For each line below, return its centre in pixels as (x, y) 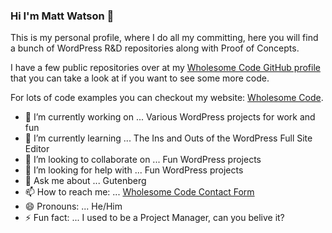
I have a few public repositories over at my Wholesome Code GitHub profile (165, 68)
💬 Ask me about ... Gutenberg (85, 181)
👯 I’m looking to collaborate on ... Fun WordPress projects (143, 160)
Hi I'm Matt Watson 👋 (62, 16)
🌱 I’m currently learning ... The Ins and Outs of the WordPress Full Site (168, 138)
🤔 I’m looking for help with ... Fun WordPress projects (134, 170)
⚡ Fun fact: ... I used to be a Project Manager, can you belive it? (154, 218)
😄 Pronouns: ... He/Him (73, 206)
